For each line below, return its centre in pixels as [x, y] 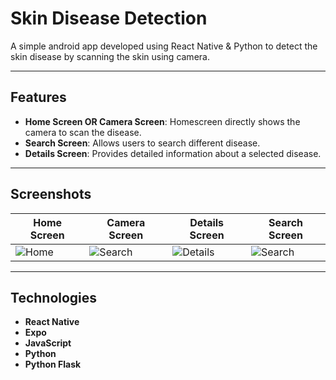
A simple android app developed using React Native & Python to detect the [164, 46]
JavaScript [48, 343]
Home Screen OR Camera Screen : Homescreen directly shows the [162, 121]
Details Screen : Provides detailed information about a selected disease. [173, 153]
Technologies [54, 297]
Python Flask [53, 364]
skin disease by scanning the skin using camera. [110, 56]
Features [38, 97]
